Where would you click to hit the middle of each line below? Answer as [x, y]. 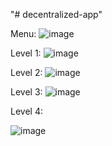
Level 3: [26, 92]
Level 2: [26, 72]
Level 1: [26, 53]
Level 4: [26, 111]
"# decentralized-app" [56, 14]
